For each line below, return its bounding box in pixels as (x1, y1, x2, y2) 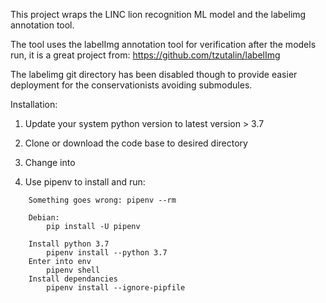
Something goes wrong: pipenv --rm (28, 195, 177, 205)
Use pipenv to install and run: (24, 176, 146, 188)
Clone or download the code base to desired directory (24, 137, 248, 149)
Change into (24, 157, 76, 168)
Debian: (28, 213, 60, 223)
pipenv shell (46, 265, 101, 275)
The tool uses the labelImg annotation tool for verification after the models (10, 39, 317, 50)
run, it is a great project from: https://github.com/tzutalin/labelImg (10, 49, 281, 61)
